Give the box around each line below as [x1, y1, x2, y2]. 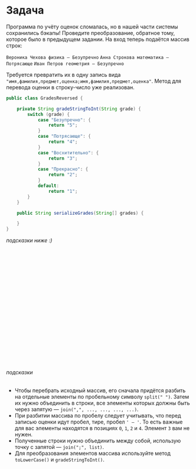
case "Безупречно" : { [37, 117, 92, 123]
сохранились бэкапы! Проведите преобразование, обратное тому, [6, 29, 175, 36]
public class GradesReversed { [6, 95, 83, 101]
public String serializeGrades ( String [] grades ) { [17, 210, 144, 216]
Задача [6, 4, 44, 17]
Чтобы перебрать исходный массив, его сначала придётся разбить [14, 387, 186, 394]
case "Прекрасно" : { [37, 166, 89, 172]
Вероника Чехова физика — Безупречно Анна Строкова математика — [6, 54, 169, 60]
